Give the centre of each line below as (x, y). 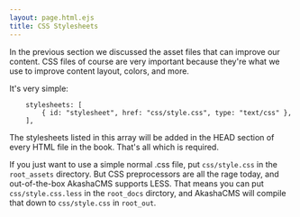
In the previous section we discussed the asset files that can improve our (145, 51)
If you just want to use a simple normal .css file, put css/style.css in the (143, 164)
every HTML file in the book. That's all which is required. (114, 147)
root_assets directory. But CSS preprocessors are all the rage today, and (144, 174)
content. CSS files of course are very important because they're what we (145, 61)
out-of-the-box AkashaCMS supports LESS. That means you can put (136, 183)
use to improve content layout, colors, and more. (99, 71)
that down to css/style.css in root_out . (83, 203)
